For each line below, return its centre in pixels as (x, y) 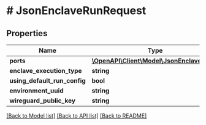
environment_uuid (36, 91)
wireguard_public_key (42, 100)
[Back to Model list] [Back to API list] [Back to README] (77, 116)
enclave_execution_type (46, 71)
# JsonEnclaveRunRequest (76, 11)
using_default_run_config (48, 81)
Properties (27, 33)
